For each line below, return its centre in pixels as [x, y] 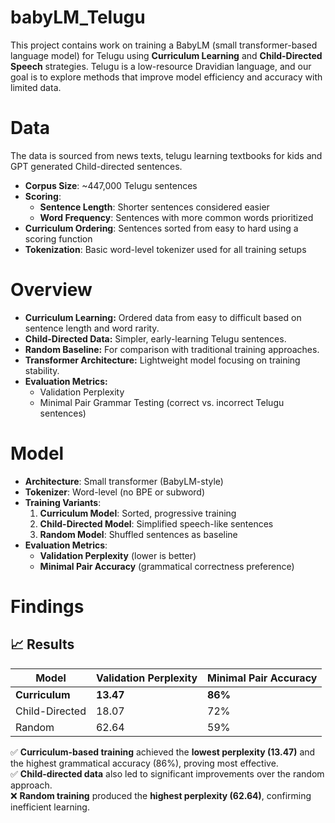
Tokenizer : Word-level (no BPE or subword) [115, 492]
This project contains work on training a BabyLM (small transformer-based [164, 45]
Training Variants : [63, 502]
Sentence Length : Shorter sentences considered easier [154, 207]
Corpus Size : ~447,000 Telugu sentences [111, 185]
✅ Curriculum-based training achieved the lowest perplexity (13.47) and [163, 752]
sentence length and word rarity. [92, 328]
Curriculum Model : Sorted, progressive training [138, 513]
